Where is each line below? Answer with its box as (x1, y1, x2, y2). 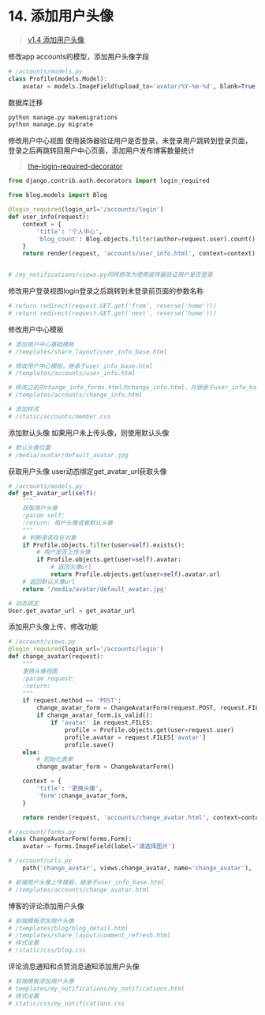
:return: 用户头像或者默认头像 (22, 519, 113, 527)
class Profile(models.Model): (8, 74, 108, 83)
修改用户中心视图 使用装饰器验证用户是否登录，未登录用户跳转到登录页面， (8, 136, 252, 146)
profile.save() (64, 740, 114, 748)
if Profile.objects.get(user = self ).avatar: (36, 555, 181, 564)
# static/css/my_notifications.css (8, 999, 125, 1007)
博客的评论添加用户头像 (8, 901, 84, 911)
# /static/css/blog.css (8, 946, 87, 954)
